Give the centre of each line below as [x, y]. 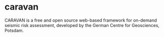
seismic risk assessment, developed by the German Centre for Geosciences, [82, 25]
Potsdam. [14, 30]
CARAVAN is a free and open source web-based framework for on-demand [81, 20]
